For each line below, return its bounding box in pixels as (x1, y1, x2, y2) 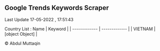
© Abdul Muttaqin (4, 40, 41, 46)
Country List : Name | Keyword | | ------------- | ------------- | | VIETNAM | (4, 26, 156, 32)
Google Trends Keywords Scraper (4, 4, 109, 12)
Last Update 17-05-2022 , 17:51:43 (4, 16, 74, 22)
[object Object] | (4, 31, 37, 37)
